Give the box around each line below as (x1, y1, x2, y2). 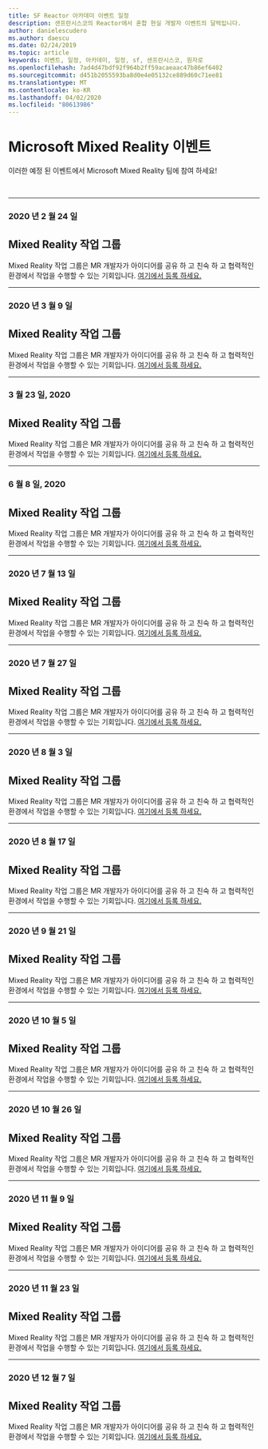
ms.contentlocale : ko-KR (8, 86, 91, 94)
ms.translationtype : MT (8, 78, 88, 86)
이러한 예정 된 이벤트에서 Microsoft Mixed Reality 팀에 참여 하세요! (8, 166, 218, 176)
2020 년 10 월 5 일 (8, 1015, 77, 1026)
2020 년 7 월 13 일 (8, 568, 76, 579)
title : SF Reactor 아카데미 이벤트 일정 (8, 11, 129, 20)
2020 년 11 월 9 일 (8, 1193, 74, 1204)
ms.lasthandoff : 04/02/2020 (8, 94, 102, 102)
